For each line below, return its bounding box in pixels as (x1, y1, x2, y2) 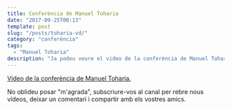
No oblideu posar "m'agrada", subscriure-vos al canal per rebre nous (7, 87, 204, 95)
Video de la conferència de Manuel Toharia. (7, 74, 131, 82)
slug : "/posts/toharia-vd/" (7, 29, 88, 37)
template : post (7, 23, 51, 30)
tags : (7, 42, 23, 49)
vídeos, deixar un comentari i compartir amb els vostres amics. (7, 95, 186, 103)
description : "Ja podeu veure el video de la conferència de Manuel (7, 55, 209, 62)
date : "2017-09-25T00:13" (7, 17, 81, 24)
